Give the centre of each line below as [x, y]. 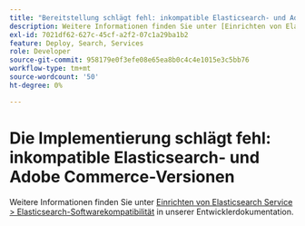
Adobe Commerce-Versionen [122, 177]
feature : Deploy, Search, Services [77, 43]
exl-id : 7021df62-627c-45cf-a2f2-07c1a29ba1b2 [99, 34]
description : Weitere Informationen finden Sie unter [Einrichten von [146, 26]
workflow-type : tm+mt [50, 69]
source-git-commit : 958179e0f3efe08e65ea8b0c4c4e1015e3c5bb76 [129, 60]
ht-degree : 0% [36, 85]
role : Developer [40, 52]
